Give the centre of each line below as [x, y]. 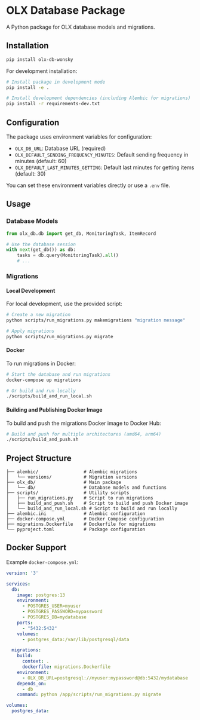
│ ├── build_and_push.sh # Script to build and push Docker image [97, 503]
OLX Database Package [66, 10]
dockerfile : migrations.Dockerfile [66, 667]
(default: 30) [30, 173]
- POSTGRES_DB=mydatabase [54, 617]
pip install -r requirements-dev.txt [53, 104]
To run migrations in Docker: [41, 363]
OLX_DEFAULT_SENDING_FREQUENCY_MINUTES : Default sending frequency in [101, 154]
